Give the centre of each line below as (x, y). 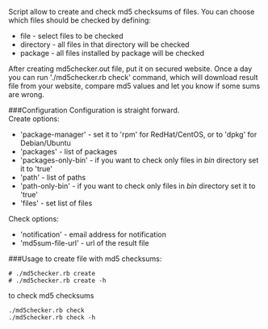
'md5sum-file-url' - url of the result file (84, 243)
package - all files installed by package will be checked (112, 53)
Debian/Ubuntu (45, 143)
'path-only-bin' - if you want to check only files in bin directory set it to (138, 186)
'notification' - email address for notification (93, 234)
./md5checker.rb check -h (52, 318)
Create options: (34, 119)
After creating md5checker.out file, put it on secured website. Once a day (130, 69)
